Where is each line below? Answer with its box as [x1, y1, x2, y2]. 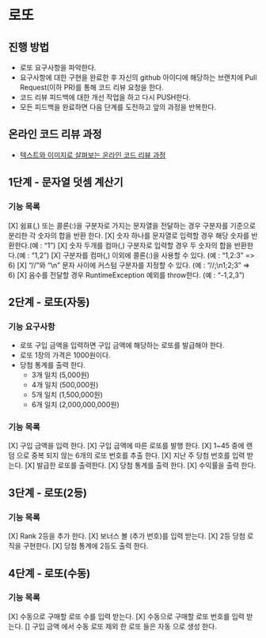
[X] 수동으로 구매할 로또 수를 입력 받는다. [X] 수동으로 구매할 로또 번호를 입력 [8, 611, 245, 621]
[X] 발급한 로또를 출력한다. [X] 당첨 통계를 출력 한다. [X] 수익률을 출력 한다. [25, 461, 256, 470]
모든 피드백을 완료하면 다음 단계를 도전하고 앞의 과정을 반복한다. [19, 103, 216, 111]
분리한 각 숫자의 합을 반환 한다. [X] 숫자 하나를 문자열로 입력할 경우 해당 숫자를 [8, 230, 250, 240]
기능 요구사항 [8, 321, 55, 332]
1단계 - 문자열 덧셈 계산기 [8, 176, 123, 189]
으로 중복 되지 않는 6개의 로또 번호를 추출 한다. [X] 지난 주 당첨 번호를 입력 [16, 451, 245, 460]
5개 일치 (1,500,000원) [31, 390, 103, 399]
